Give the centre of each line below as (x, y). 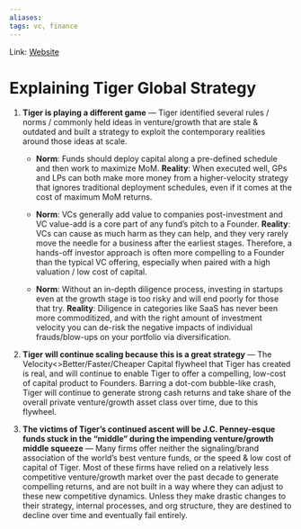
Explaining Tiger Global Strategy (133, 88)
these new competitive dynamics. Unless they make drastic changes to (154, 497)
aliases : (26, 18)
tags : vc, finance (44, 26)
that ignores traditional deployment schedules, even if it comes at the (164, 188)
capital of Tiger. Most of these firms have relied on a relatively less (146, 468)
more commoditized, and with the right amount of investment (149, 318)
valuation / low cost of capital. (91, 272)
